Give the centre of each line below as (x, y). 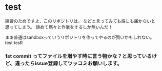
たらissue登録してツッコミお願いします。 (73, 63)
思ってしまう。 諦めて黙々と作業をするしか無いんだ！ (59, 27)
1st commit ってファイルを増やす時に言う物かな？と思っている (79, 56)
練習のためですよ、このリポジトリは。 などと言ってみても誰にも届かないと (80, 21)
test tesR (14, 43)
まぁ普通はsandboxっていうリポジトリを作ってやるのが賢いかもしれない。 (80, 37)
